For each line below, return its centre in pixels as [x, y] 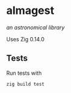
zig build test [25, 84]
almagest [30, 11]
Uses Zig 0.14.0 [25, 39]
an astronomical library [35, 27]
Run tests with [24, 73]
